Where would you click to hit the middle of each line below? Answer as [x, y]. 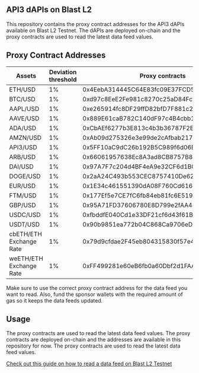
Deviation [63, 72]
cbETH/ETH [26, 234]
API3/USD [23, 147]
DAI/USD [21, 167]
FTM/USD [23, 195]
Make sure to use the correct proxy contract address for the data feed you [97, 288]
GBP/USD [23, 205]
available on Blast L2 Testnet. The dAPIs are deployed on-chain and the [93, 30]
